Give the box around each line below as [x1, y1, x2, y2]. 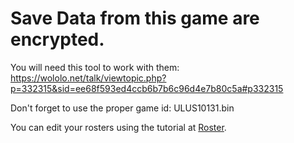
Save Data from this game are [10, 7, 260, 30]
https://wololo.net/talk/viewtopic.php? [10, 72, 167, 84]
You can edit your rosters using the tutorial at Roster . [10, 121, 227, 133]
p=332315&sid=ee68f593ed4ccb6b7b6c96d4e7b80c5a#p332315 [10, 82, 284, 94]
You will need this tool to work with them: [10, 61, 180, 73]
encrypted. [10, 28, 105, 51]
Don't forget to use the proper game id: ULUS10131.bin [10, 102, 235, 114]
